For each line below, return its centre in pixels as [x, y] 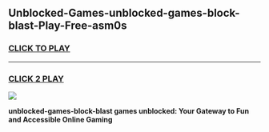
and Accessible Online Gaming [60, 119]
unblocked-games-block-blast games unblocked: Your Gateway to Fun [129, 110]
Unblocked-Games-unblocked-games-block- [124, 13]
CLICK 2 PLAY [36, 78]
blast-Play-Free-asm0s [68, 26]
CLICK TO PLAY [39, 49]
